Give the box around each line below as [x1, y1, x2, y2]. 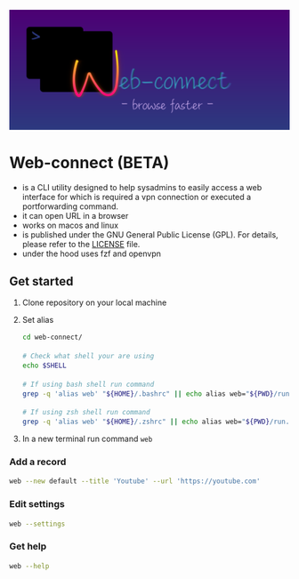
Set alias [21, 315, 54, 326]
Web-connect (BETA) [9, 152, 170, 173]
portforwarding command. [21, 201, 118, 212]
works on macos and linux [21, 220, 118, 230]
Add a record [9, 455, 67, 468]
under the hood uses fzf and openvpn [21, 248, 162, 259]
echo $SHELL [21, 361, 67, 370]
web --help [9, 561, 50, 570]
